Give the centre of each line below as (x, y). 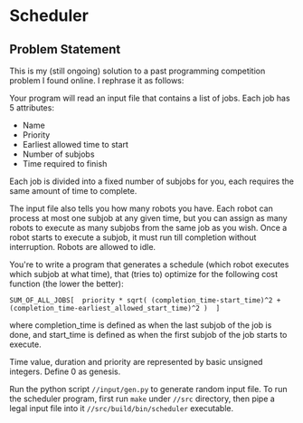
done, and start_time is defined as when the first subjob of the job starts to (148, 335)
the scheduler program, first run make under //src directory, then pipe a (142, 399)
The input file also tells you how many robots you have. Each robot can (141, 208)
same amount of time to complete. (73, 191)
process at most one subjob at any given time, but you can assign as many (148, 218)
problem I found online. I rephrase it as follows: (97, 81)
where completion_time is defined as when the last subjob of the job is (141, 325)
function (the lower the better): (66, 284)
